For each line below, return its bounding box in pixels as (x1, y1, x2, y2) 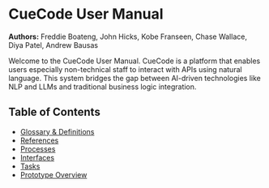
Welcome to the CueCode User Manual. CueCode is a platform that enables (8, 56, 261, 66)
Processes (19, 143, 56, 154)
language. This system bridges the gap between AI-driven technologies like (8, 73, 261, 83)
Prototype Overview (19, 169, 88, 179)
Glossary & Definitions (19, 126, 95, 136)
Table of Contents (8, 105, 101, 119)
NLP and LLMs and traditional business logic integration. (8, 82, 197, 92)
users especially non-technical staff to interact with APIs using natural (8, 64, 242, 74)
